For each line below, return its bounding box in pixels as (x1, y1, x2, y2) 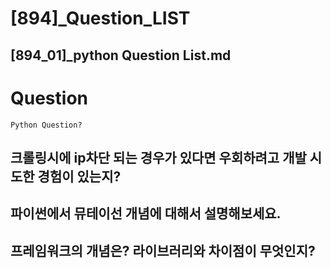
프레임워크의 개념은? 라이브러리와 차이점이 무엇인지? (10, 242, 316, 259)
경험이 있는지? (37, 168, 122, 185)
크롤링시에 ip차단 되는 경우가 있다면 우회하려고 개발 (10, 149, 307, 166)
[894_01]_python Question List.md (10, 47, 232, 64)
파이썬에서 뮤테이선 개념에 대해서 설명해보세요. (10, 205, 282, 222)
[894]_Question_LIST (10, 7, 191, 30)
